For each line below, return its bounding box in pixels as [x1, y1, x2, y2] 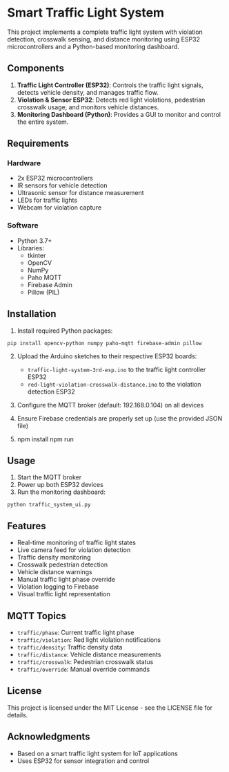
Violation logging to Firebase [17, 582, 99, 591]
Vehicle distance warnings [17, 568, 93, 576]
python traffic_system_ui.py [7, 502, 91, 508]
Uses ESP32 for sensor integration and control [17, 756, 150, 765]
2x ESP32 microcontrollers [17, 174, 93, 183]
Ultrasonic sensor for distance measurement [17, 189, 144, 197]
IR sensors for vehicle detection [17, 181, 108, 190]
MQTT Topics [7, 610, 67, 622]
